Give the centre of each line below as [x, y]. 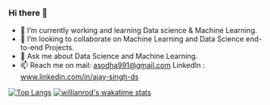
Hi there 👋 [28, 13]
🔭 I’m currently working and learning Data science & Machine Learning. [138, 31]
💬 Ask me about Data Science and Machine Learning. [109, 57]
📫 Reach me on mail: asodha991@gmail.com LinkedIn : [112, 65]
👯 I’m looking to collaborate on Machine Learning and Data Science [132, 39]
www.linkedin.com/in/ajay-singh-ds [79, 77]
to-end [32, 48]
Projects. [59, 48]
